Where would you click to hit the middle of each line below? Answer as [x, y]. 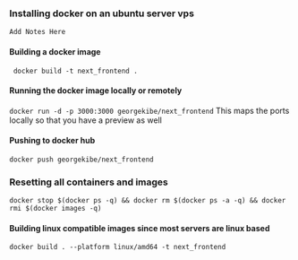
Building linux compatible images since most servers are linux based [140, 228]
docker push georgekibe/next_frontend [81, 160]
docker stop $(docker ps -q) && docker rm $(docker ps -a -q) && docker [148, 201]
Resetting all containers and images [89, 182]
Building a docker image [55, 51]
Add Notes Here [38, 32]
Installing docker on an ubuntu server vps [102, 13]
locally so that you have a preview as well [86, 120]
